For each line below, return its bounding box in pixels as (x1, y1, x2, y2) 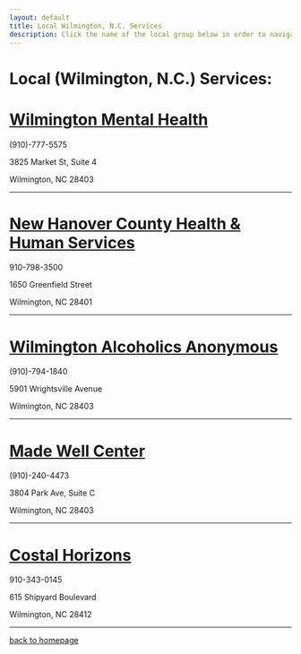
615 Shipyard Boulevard (9, 592, 97, 603)
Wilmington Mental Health (9, 109, 209, 130)
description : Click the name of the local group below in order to (9, 30, 267, 39)
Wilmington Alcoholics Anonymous (9, 337, 279, 357)
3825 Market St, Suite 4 (9, 156, 97, 167)
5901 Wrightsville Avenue (9, 383, 103, 394)
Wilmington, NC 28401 (9, 297, 92, 307)
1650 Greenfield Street (9, 280, 92, 290)
